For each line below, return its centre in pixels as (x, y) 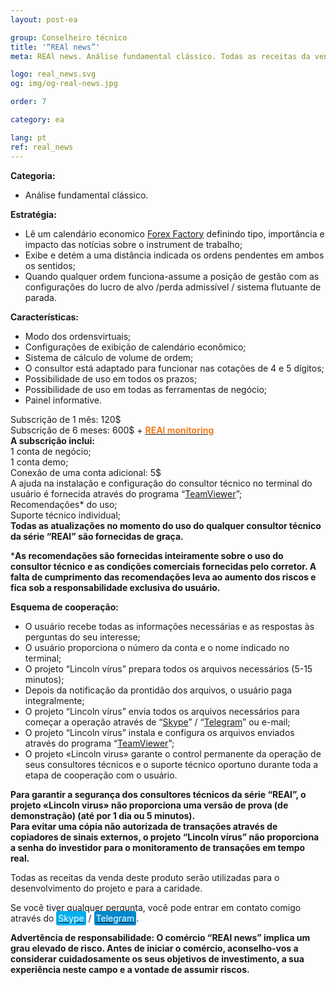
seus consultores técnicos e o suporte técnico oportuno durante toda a (171, 764)
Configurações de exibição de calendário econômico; (135, 347)
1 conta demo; (39, 462)
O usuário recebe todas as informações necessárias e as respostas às (169, 626)
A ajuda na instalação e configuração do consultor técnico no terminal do (161, 483)
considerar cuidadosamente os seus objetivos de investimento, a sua (157, 958)
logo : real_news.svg (53, 74)
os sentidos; (50, 265)
